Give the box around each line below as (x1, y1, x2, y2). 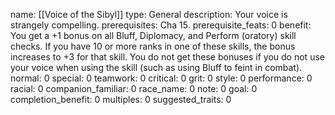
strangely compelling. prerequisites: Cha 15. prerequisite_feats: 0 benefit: (10, 19, 312, 31)
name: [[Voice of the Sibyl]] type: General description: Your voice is (10, 9, 288, 20)
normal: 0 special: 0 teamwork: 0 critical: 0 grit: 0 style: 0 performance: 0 (10, 72, 313, 84)
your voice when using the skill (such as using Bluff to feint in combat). (10, 62, 303, 73)
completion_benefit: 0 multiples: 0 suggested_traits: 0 (10, 94, 232, 105)
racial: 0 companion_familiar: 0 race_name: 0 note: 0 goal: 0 (10, 83, 258, 94)
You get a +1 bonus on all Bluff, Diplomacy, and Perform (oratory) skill (10, 30, 297, 41)
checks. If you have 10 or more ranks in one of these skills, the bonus (10, 40, 296, 52)
